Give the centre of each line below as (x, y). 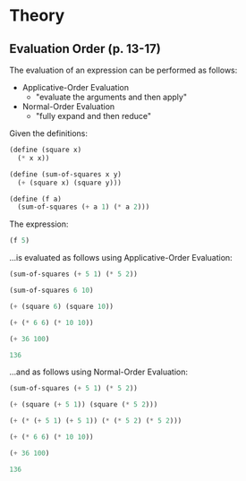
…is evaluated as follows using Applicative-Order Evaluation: (121, 258)
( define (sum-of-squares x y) (66, 174)
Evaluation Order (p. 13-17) (85, 49)
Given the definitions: (48, 133)
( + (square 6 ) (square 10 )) (62, 306)
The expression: (39, 224)
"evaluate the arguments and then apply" (111, 97)
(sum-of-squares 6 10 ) (51, 290)
